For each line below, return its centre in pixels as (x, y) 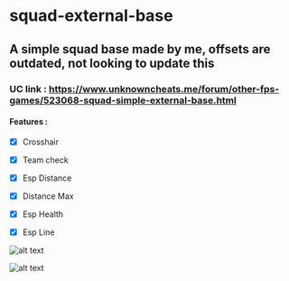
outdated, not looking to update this (112, 63)
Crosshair (41, 142)
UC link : (28, 89)
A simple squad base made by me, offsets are (140, 49)
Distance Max (48, 196)
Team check (46, 160)
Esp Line (38, 232)
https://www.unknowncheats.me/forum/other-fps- (164, 89)
